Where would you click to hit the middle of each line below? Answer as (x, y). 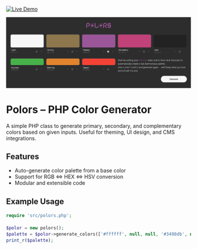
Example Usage (35, 201)
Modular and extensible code (50, 183)
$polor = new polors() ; (35, 228)
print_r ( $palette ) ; (30, 240)
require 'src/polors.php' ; (39, 216)
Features (23, 156)
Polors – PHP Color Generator (79, 110)
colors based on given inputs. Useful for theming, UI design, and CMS (90, 132)
